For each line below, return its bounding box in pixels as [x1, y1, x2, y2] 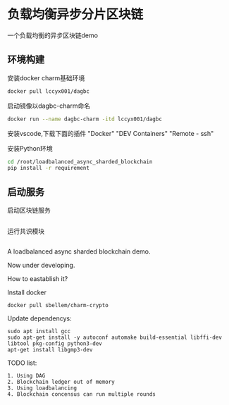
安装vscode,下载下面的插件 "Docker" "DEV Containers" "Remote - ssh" [7, 129, 214, 137]
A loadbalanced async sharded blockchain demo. [7, 247, 151, 256]
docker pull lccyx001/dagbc [7, 87, 90, 95]
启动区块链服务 [7, 206, 51, 215]
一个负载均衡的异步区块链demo [7, 31, 99, 39]
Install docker [7, 288, 47, 297]
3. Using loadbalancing [7, 385, 78, 392]
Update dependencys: [7, 314, 72, 323]
